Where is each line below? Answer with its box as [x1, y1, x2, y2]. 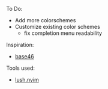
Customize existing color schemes [14, 23, 100, 30]
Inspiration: [6, 41, 34, 48]
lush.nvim [14, 76, 39, 83]
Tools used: [6, 64, 35, 72]
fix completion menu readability [23, 29, 103, 37]
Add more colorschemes [14, 17, 76, 23]
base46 [14, 53, 34, 60]
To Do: [6, 5, 23, 12]
